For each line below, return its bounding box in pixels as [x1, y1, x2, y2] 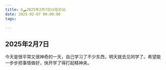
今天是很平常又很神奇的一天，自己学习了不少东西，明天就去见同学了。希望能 [5, 54, 161, 60]
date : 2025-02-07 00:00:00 [5, 12, 61, 17]
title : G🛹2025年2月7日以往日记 [5, 7, 66, 12]
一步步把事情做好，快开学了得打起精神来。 [5, 60, 92, 66]
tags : [5, 16, 16, 21]
